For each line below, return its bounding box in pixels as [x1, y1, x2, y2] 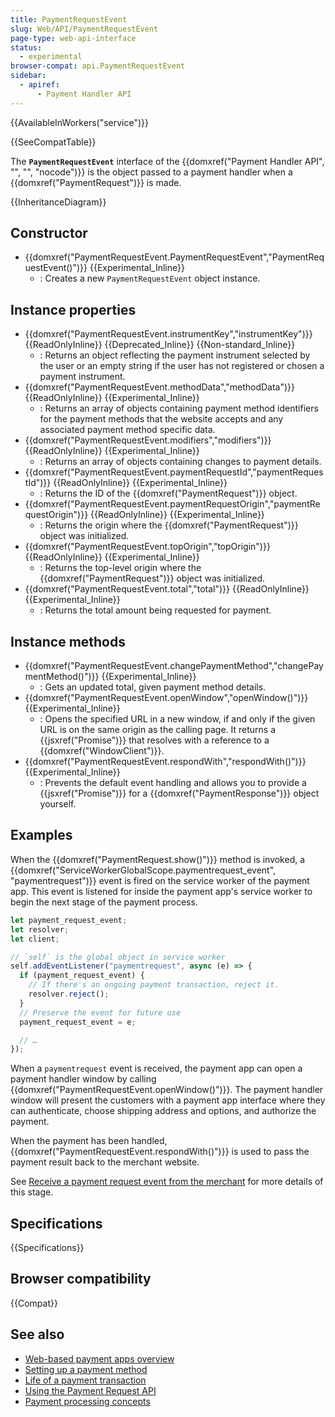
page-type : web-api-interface [10, 33, 137, 43]
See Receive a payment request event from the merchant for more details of [10, 1176, 324, 1188]
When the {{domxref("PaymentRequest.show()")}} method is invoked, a [10, 853, 306, 865]
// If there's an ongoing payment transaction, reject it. [28, 980, 280, 990]
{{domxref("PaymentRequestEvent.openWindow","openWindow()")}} [24, 692, 309, 704]
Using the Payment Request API [24, 1384, 157, 1396]
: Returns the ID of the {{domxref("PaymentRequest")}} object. [39, 487, 298, 500]
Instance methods [10, 633, 126, 650]
